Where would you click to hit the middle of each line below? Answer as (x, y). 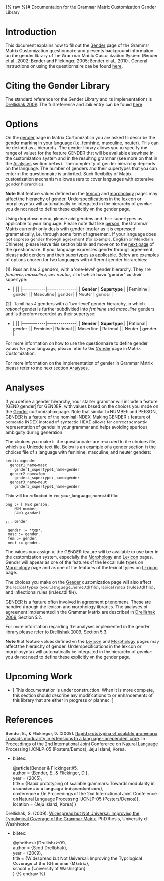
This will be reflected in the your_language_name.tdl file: (62, 496)
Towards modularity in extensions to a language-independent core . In (75, 738)
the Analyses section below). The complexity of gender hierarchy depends (80, 163)
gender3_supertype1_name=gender (47, 486)
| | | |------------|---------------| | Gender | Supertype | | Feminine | (81, 289)
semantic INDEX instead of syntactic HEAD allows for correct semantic (76, 422)
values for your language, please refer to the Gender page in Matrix (73, 348)
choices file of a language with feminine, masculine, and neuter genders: (78, 452)
